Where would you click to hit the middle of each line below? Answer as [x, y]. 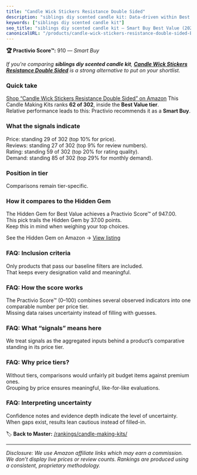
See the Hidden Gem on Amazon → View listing [63, 238]
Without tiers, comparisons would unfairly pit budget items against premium [98, 375]
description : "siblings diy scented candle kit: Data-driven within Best [98, 17]
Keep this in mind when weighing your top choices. [68, 227]
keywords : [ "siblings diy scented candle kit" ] [65, 22]
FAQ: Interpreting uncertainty [49, 403]
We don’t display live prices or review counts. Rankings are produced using [97, 459]
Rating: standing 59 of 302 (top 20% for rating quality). [73, 151]
